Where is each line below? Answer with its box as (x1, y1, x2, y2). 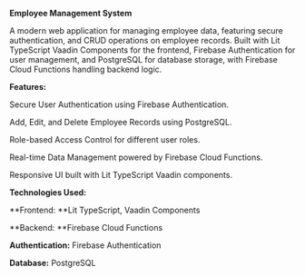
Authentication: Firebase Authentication (9, 240, 162, 251)
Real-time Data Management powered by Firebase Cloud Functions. (9, 152, 263, 163)
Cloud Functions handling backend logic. (9, 64, 162, 74)
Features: (9, 82, 47, 92)
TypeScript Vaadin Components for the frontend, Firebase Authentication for (9, 45, 296, 55)
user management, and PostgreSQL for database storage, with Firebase (9, 54, 279, 64)
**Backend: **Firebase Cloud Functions (9, 223, 163, 232)
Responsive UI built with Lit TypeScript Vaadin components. (9, 170, 233, 180)
